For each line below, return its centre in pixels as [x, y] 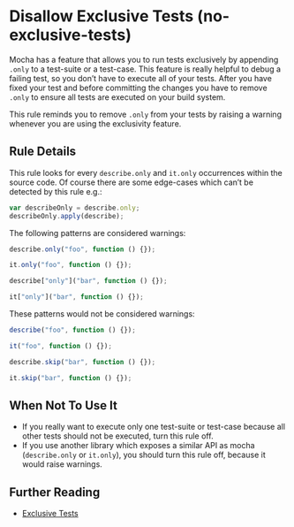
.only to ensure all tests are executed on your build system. [117, 97]
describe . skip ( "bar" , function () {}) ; [83, 362]
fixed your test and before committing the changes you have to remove [138, 88]
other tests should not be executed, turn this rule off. [117, 436]
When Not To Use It [63, 405]
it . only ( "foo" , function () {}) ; [71, 265]
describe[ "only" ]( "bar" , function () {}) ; [88, 281]
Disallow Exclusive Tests [102, 16]
